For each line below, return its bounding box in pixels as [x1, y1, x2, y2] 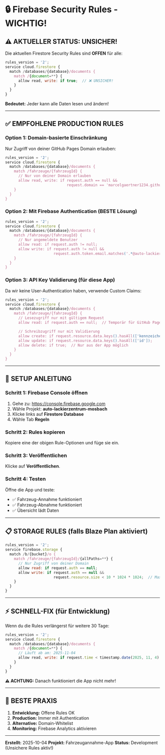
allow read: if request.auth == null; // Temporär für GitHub [18, 320, 151, 325]
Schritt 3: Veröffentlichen [5, 452, 67, 459]
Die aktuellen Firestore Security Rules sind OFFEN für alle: [5, 50, 123, 56]
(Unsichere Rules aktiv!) [5, 745, 54, 751]
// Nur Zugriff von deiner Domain [18, 561, 89, 566]
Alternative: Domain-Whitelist [12, 720, 74, 726]
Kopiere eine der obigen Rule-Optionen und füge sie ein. [5, 440, 119, 446]
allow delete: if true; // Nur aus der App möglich [18, 343, 129, 347]
